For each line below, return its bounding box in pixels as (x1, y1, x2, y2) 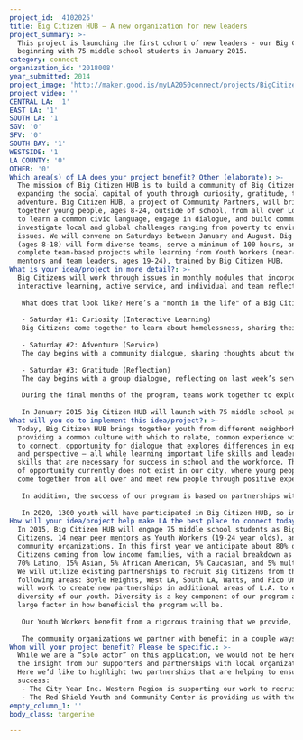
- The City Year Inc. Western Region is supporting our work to (21, 684, 269, 693)
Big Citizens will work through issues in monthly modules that (17, 273, 264, 282)
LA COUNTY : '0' (9, 155, 67, 165)
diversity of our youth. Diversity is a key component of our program (17, 592, 289, 601)
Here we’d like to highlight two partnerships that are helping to (17, 668, 277, 677)
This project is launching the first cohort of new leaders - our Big (17, 38, 289, 48)
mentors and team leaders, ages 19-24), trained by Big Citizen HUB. (17, 256, 284, 266)
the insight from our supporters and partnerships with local (17, 660, 256, 669)
